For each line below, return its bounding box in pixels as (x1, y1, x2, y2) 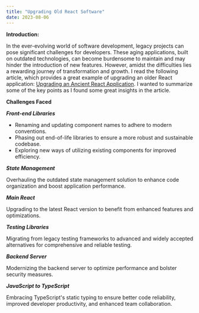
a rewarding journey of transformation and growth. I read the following (6, 67, 178, 75)
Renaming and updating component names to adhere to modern (14, 121, 172, 128)
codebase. (14, 140, 42, 147)
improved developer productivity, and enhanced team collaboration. (6, 300, 172, 307)
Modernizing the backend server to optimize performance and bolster (6, 264, 177, 271)
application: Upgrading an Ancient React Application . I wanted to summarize (6, 80, 193, 87)
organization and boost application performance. (6, 182, 126, 190)
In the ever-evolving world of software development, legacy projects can (6, 42, 184, 49)
